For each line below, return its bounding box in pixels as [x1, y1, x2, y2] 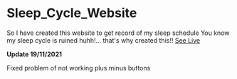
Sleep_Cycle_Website [6, 5, 137, 21]
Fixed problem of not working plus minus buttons [6, 63, 151, 72]
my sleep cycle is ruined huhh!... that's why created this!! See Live [6, 36, 201, 44]
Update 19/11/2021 [6, 50, 62, 58]
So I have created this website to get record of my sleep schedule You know [6, 28, 230, 37]
